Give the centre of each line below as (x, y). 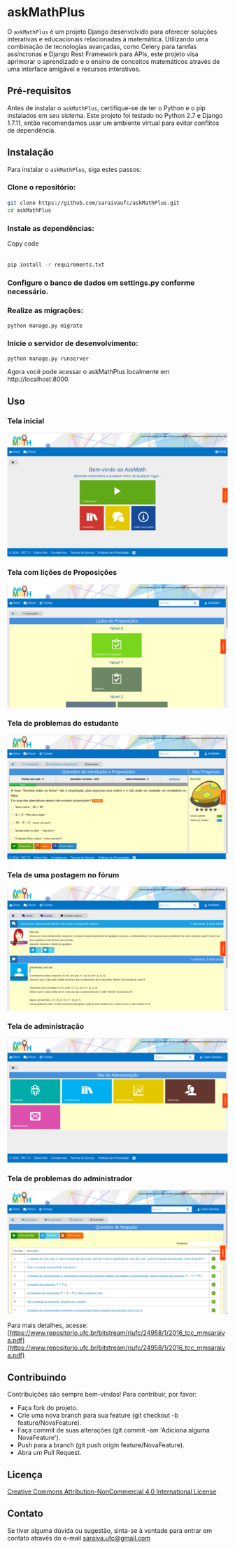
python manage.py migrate (45, 326)
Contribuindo (37, 1377)
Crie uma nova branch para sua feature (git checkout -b (98, 1416)
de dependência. (31, 130)
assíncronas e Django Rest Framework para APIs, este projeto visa (103, 54)
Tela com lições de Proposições (62, 573)
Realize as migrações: (45, 310)
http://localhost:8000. (38, 379)
